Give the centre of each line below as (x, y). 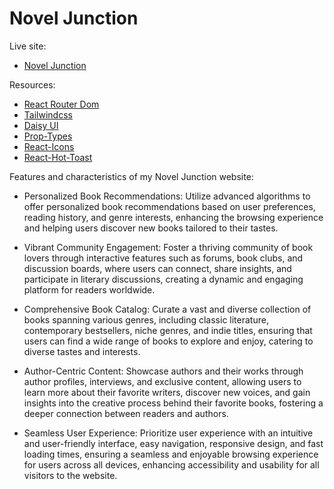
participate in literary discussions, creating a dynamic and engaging (163, 279)
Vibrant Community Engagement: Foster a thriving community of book (168, 247)
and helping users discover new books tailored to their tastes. (151, 228)
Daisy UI (41, 125)
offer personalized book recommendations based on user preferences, (169, 206)
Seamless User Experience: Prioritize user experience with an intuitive (168, 433)
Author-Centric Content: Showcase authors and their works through (163, 371)
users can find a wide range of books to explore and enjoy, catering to (168, 341)
